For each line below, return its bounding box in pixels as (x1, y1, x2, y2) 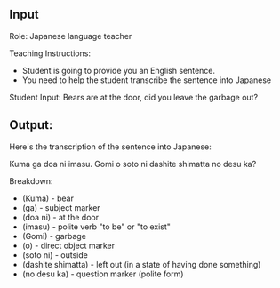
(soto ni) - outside (21, 249, 89, 260)
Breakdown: (9, 175, 53, 186)
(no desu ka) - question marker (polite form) (21, 268, 184, 279)
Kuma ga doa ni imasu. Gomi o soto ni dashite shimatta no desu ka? (9, 158, 257, 169)
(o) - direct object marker (21, 240, 116, 251)
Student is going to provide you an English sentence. (21, 65, 216, 76)
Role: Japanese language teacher (9, 30, 132, 41)
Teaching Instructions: (9, 48, 92, 59)
